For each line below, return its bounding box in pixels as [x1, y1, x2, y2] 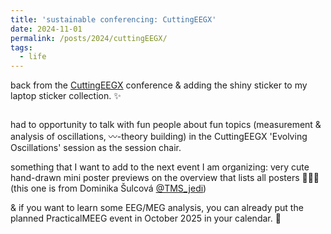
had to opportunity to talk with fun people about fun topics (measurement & [10, 119, 322, 131]
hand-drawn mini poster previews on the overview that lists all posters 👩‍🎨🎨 [10, 172, 320, 184]
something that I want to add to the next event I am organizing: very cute [10, 161, 310, 173]
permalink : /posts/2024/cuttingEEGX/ [10, 33, 168, 43]
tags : [10, 42, 33, 53]
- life [19, 52, 47, 62]
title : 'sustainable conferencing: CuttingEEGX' [10, 14, 217, 25]
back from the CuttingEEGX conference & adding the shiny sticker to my [10, 79, 308, 91]
